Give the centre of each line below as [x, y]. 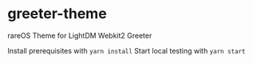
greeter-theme [57, 14]
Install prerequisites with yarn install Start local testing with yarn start [126, 50]
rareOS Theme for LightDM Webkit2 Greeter [80, 35]
